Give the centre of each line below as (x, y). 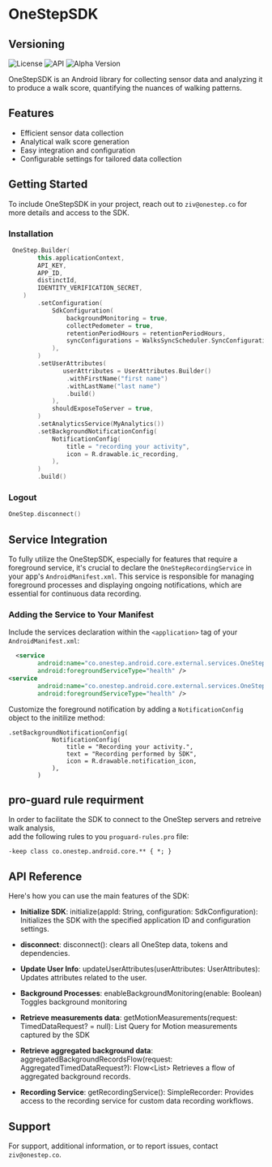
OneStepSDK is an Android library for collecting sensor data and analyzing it (136, 79)
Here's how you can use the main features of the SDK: (99, 896)
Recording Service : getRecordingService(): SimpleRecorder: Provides (137, 1092)
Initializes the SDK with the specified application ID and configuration (135, 920)
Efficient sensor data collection (72, 133)
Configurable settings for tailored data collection (101, 158)
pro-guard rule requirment (76, 800)
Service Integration (58, 539)
